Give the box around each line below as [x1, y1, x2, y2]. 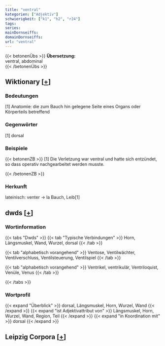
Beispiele [5, 145, 28, 152]
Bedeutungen [5, 92, 38, 99]
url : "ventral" [5, 39, 36, 44]
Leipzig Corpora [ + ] [5, 333, 66, 341]
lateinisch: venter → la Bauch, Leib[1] [5, 194, 80, 200]
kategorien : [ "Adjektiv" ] [5, 12, 58, 17]
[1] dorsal [5, 132, 24, 138]
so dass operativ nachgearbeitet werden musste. [5, 161, 105, 167]
